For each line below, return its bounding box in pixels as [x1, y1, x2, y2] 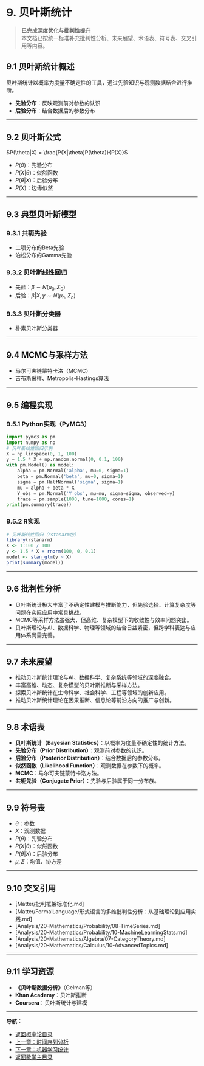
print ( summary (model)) [6, 559, 64, 566]
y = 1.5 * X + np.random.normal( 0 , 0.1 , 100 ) [6, 457, 123, 463]
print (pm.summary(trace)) [6, 502, 72, 508]
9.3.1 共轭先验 [6, 229, 47, 237]
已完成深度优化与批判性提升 [21, 27, 91, 34]
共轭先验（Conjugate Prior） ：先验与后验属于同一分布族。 [15, 777, 160, 784]
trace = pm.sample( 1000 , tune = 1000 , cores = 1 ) [17, 496, 135, 502]
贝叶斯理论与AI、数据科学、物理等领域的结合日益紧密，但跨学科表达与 [15, 624, 191, 631]
